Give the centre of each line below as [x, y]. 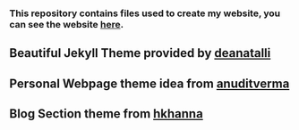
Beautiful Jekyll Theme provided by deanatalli [140, 53]
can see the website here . [66, 24]
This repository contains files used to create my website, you [145, 13]
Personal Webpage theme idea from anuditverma [149, 83]
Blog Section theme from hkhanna [106, 114]
